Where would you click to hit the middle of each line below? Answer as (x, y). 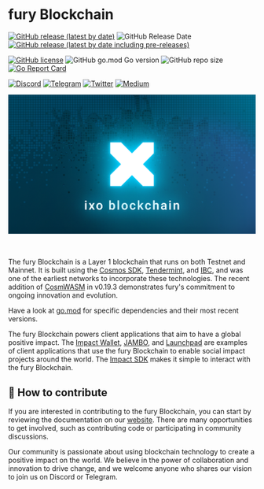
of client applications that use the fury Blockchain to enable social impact (127, 351)
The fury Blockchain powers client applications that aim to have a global (125, 334)
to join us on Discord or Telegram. (63, 477)
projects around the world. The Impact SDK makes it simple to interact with (130, 359)
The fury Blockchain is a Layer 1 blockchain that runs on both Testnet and (127, 262)
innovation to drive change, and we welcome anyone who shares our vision (130, 469)
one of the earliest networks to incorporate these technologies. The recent (129, 279)
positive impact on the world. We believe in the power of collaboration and (128, 460)
